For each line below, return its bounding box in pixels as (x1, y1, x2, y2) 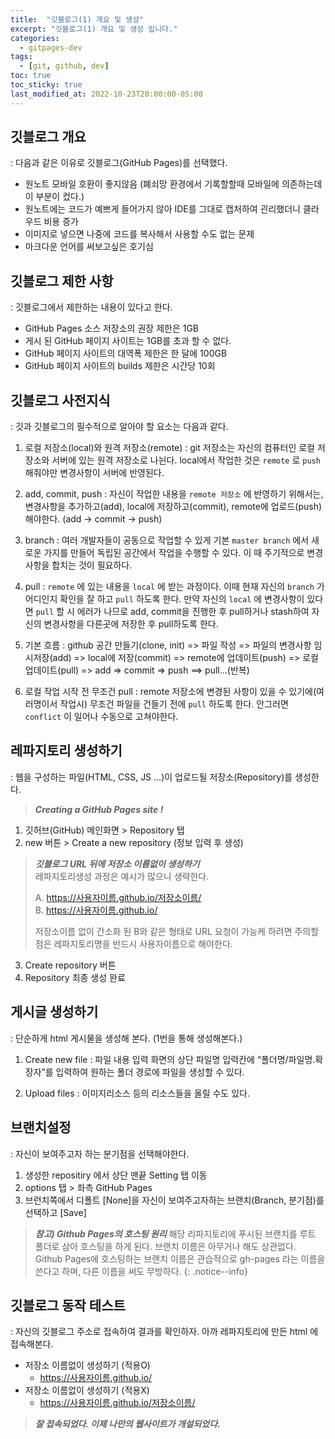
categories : (10, 33, 60, 43)
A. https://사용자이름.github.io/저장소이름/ (34, 891, 202, 903)
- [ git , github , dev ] (19, 61, 110, 71)
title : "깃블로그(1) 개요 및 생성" (10, 14, 145, 25)
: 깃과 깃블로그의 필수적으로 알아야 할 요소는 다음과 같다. (10, 421, 229, 433)
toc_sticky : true (10, 80, 83, 90)
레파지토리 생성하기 (10, 742, 123, 760)
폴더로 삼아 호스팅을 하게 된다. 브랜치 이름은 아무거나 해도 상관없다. (34, 1240, 297, 1252)
